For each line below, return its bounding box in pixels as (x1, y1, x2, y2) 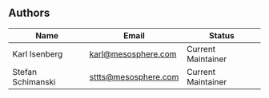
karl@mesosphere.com (89, 48, 177, 59)
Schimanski (12, 76, 56, 87)
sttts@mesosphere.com (89, 71, 179, 82)
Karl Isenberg (12, 48, 63, 59)
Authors (8, 6, 50, 20)
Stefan (12, 66, 38, 77)
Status (208, 29, 235, 41)
